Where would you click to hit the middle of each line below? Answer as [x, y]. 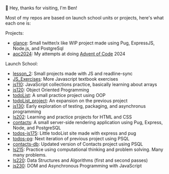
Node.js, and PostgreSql [38, 48]
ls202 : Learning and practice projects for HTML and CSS [72, 117]
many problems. [30, 155]
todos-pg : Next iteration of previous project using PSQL [71, 139]
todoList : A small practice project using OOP [59, 95]
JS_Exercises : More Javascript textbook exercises [65, 79]
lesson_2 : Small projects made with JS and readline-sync [73, 73]
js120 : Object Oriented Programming [51, 90]
